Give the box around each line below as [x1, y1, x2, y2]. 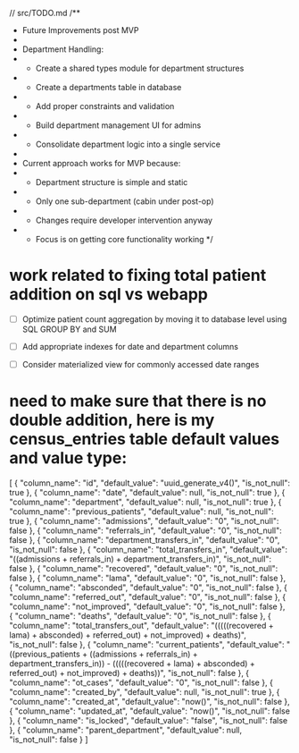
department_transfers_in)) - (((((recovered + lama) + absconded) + [9, 658, 256, 669]
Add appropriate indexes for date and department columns [21, 342, 239, 351]
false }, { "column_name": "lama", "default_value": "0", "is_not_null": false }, [9, 572, 287, 584]
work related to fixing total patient [9, 266, 267, 285]
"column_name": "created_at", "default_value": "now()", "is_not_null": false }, [9, 697, 290, 707]
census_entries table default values [9, 429, 280, 450]
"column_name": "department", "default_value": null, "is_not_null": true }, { [9, 496, 282, 508]
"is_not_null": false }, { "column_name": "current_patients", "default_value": [9, 639, 285, 650]
